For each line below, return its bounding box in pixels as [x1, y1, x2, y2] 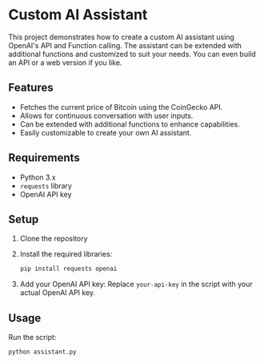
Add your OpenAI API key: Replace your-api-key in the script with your [19, 279, 254, 289]
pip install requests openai [19, 265, 118, 273]
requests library [19, 180, 72, 190]
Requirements [8, 151, 80, 165]
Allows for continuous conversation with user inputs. [19, 111, 194, 120]
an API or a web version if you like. [8, 58, 122, 67]
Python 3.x [19, 172, 56, 182]
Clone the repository [19, 234, 88, 244]
